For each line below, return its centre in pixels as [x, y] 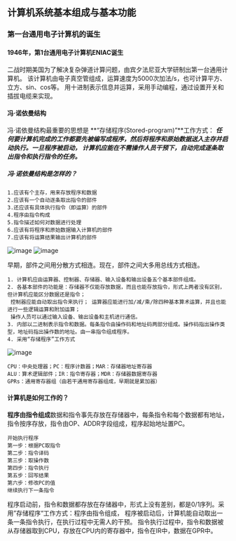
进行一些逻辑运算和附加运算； [44, 309]
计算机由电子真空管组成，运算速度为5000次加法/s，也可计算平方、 [130, 78]
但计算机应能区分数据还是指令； [47, 294]
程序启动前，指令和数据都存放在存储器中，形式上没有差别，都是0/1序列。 [113, 504]
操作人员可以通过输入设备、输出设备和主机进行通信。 [76, 317]
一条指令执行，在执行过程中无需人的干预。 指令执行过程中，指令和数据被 [118, 521]
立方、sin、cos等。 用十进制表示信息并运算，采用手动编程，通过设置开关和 [116, 87]
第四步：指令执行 [28, 468]
